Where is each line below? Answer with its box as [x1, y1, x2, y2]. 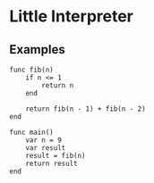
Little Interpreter [9, 6, 134, 27]
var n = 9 [25, 136, 63, 145]
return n [41, 81, 74, 90]
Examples [9, 42, 65, 57]
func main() [9, 128, 54, 137]
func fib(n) [9, 65, 54, 74]
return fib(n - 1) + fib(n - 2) [25, 104, 146, 113]
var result [25, 144, 66, 153]
